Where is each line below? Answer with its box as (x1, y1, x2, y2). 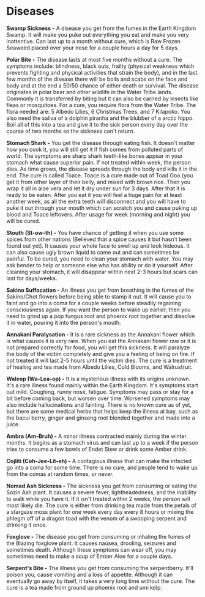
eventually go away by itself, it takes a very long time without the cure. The (6, 577, 195, 585)
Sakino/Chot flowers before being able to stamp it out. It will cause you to (6, 292, 192, 300)
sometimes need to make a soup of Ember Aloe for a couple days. (6, 552, 173, 560)
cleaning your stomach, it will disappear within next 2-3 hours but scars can (6, 268, 198, 275)
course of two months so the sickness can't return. (6, 127, 135, 135)
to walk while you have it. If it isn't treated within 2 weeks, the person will (6, 495, 190, 502)
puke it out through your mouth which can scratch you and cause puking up (6, 204, 198, 212)
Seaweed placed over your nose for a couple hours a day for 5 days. (6, 44, 179, 51)
